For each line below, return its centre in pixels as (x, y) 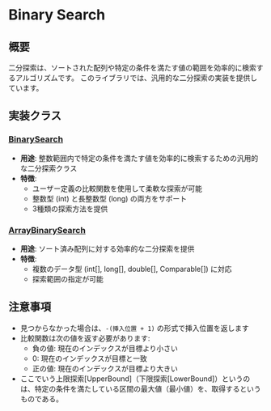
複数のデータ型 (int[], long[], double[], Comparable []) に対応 (132, 269)
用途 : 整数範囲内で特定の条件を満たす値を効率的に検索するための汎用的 (139, 158)
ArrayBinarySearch (47, 230)
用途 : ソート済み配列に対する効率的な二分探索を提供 (107, 248)
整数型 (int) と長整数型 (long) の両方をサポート (110, 198)
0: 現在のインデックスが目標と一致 (89, 358)
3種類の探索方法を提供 (70, 209)
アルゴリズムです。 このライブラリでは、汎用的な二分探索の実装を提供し (136, 78)
